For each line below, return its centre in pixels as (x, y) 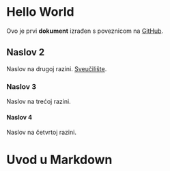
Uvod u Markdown (59, 160)
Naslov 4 (19, 117)
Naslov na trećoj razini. (39, 102)
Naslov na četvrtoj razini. (41, 132)
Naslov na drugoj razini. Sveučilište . (57, 68)
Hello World (40, 12)
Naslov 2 (26, 52)
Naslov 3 (22, 86)
